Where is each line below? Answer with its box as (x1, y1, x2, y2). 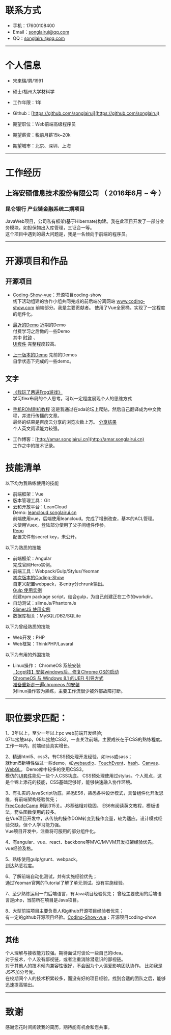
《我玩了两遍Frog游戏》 (12, 389, 63, 395)
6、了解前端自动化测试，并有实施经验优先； (5, 873, 98, 879)
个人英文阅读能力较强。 (12, 425, 62, 431)
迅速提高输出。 (5, 982, 37, 988)
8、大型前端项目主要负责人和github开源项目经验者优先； (5, 908, 124, 914)
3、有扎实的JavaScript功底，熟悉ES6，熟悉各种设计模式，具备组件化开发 (5, 790, 159, 796)
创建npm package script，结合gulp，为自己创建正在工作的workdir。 (12, 593, 156, 600)
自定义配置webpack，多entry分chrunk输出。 (12, 581, 107, 587)
